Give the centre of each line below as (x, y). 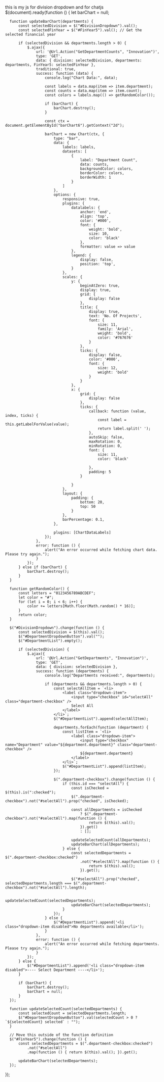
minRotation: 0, (105, 446)
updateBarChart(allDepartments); (105, 844)
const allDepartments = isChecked (106, 810)
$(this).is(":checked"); (31, 792)
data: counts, (95, 164)
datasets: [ (75, 151)
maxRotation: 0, (105, 442)
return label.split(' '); (124, 429)
